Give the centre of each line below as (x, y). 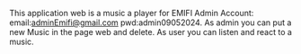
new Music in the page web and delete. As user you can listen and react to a (150, 32)
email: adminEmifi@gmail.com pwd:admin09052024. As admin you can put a (150, 22)
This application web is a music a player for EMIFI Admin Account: (132, 13)
